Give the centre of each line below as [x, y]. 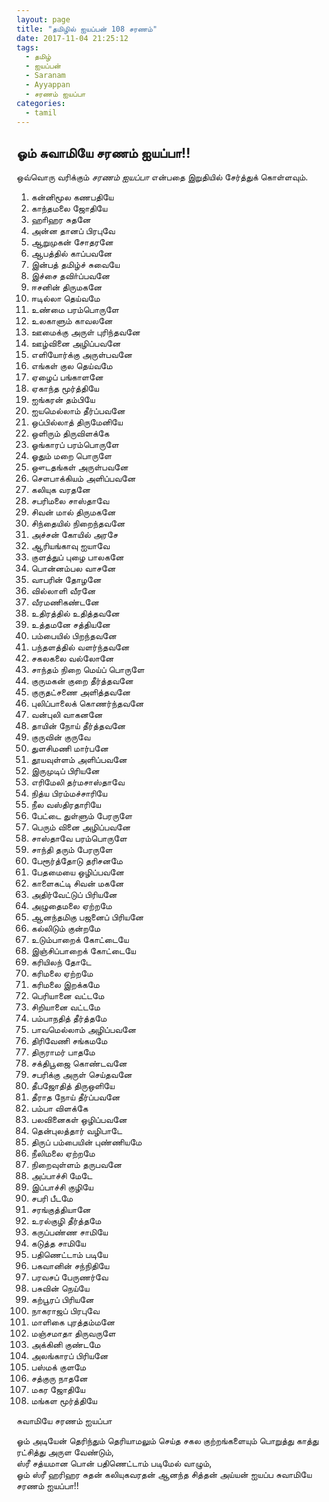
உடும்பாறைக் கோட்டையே [79, 940]
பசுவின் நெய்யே [60, 1288]
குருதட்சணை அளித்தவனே [80, 692]
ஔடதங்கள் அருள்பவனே [79, 467]
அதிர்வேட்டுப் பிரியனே [74, 895]
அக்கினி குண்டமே [65, 1345]
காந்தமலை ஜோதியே [69, 208]
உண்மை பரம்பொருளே [74, 310]
